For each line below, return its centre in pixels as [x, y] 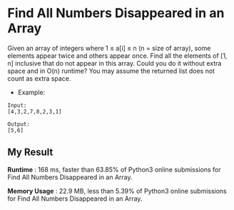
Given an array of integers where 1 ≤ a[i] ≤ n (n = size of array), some [109, 48]
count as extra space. [39, 78]
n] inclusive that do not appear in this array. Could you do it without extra [115, 63]
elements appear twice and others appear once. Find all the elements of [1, [117, 56]
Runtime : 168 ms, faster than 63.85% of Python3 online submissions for [114, 169]
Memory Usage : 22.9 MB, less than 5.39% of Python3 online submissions [117, 191]
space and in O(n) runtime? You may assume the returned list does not [111, 71]
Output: [19, 124]
